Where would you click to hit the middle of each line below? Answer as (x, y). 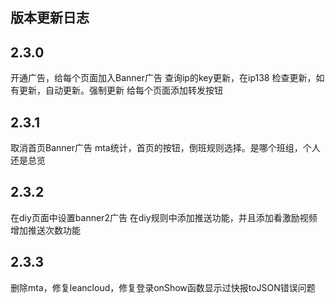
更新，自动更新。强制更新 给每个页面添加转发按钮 (120, 90)
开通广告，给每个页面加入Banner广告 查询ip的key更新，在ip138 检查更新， (163, 78)
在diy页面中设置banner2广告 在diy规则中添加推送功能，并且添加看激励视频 (164, 217)
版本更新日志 (50, 18)
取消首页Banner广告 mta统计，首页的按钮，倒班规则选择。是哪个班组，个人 (165, 148)
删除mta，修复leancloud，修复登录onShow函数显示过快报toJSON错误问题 (163, 287)
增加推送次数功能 (45, 230)
